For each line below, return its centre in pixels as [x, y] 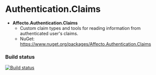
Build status [20, 57]
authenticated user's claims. [49, 33]
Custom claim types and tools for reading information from [80, 28]
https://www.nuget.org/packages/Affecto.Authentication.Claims [85, 44]
